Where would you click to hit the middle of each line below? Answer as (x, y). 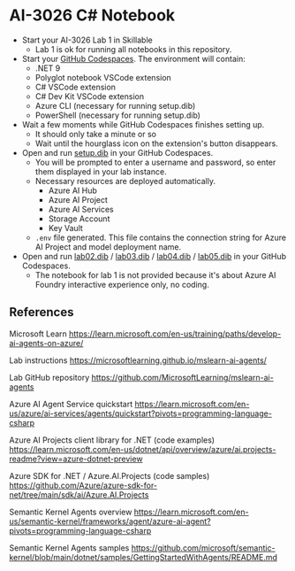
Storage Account (79, 219)
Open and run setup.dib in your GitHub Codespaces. (117, 152)
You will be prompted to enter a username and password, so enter (155, 162)
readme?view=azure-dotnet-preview (76, 459)
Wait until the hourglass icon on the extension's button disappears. (156, 143)
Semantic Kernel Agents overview (71, 512)
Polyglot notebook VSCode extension (103, 77)
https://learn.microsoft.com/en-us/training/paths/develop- (175, 334)
